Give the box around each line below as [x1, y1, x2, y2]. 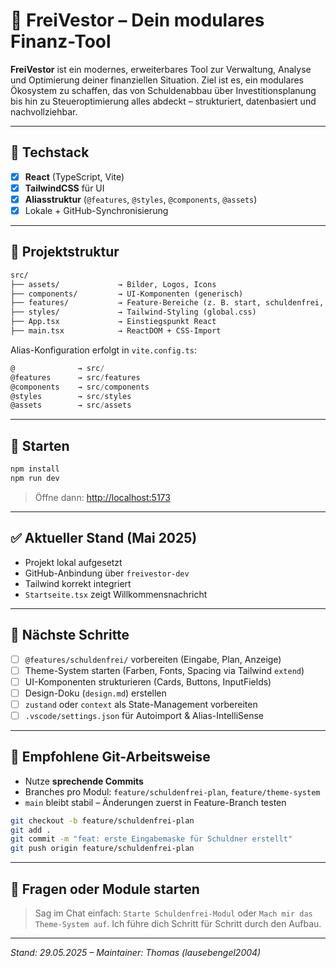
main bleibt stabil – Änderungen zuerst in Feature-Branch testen [24, 796, 287, 808]
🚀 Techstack [10, 144, 90, 161]
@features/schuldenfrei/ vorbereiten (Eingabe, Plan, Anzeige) [24, 653, 282, 665]
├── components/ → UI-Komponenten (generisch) [10, 289, 244, 299]
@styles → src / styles [10, 391, 132, 401]
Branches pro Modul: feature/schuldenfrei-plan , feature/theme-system [24, 785, 321, 798]
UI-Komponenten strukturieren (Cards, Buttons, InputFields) [24, 675, 272, 688]
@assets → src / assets [10, 400, 132, 411]
